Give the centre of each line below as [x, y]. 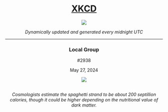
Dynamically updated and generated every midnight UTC [84, 32]
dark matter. [84, 105]
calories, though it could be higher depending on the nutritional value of [84, 100]
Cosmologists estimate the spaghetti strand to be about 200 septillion [84, 94]
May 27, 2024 [84, 70]
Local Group [84, 49]
